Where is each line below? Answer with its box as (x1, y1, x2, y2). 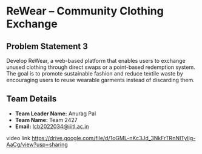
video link (6, 134, 31, 141)
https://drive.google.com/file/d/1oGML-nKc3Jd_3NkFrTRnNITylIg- (32, 134, 196, 141)
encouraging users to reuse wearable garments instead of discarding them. (6, 77, 195, 83)
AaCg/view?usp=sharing (6, 141, 68, 148)
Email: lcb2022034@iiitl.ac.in (15, 123, 89, 130)
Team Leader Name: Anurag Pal (15, 110, 96, 117)
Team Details (6, 94, 57, 104)
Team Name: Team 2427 (15, 116, 78, 123)
